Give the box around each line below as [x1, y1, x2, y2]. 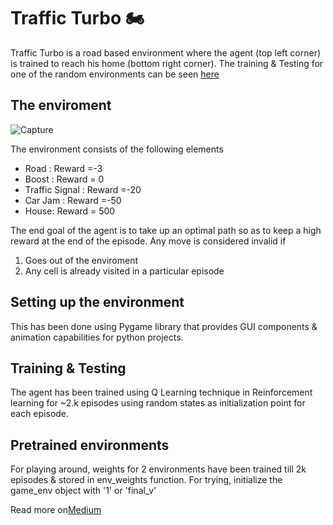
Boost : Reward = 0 [24, 173, 105, 185]
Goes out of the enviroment [24, 254, 138, 266]
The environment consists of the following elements [10, 143, 224, 155]
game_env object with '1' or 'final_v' [10, 485, 157, 497]
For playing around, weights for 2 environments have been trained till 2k [10, 463, 307, 475]
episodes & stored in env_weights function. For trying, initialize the [10, 474, 283, 486]
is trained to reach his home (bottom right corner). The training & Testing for [10, 57, 324, 69]
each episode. [10, 408, 70, 420]
